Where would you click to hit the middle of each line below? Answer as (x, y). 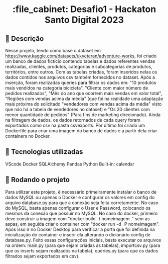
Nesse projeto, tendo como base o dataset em (53, 51)
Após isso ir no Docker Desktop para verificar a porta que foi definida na (80, 229)
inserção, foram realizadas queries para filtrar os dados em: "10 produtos (81, 82)
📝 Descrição (25, 38)
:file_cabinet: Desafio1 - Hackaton (84, 9)
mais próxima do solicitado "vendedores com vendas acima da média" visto (83, 104)
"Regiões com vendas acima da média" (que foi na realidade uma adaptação (84, 99)
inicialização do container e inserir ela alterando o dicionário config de (78, 234)
